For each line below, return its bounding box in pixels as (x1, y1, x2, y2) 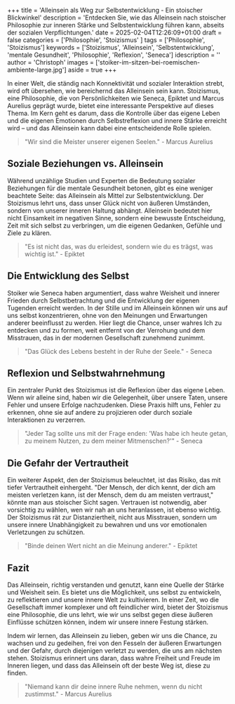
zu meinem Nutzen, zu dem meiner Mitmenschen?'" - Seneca (24, 437, 203, 445)
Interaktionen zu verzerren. (7, 416, 86, 424)
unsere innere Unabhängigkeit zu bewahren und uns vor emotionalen (7, 521, 207, 529)
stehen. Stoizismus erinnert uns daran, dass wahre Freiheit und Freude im (7, 654, 221, 663)
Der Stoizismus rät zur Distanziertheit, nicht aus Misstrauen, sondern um (7, 513, 217, 522)
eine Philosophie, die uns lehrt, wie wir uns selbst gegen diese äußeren (7, 611, 213, 619)
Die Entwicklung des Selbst (7, 270, 130, 282)
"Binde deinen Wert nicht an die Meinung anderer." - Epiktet (24, 542, 198, 550)
